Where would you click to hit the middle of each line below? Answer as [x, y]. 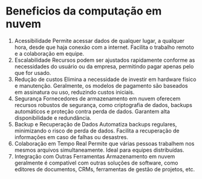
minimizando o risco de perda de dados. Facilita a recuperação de [97, 131]
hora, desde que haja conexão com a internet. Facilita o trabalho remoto [104, 47]
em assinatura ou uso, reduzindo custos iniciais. [74, 92]
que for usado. [33, 73]
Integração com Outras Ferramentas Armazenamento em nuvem [95, 156]
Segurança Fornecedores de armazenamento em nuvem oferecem [97, 99]
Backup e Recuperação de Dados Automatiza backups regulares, [96, 124]
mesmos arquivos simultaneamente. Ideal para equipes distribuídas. [99, 150]
